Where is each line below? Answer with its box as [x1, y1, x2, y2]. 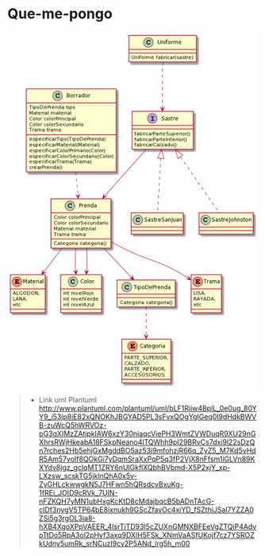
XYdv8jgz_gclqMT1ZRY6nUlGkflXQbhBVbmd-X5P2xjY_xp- [38, 463, 231, 472]
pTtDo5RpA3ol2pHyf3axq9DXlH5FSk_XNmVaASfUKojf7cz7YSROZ [38, 531, 255, 540]
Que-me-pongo [7, 5, 113, 23]
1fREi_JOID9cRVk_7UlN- [38, 488, 118, 498]
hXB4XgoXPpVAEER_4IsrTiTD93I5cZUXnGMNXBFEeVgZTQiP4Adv [38, 522, 257, 531]
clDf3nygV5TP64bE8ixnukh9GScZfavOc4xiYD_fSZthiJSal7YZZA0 [38, 505, 255, 515]
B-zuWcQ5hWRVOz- [38, 421, 107, 430]
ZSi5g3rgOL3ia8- [38, 514, 96, 523]
